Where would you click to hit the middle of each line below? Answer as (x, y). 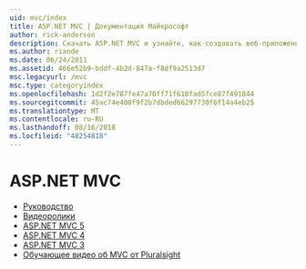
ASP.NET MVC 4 (53, 235)
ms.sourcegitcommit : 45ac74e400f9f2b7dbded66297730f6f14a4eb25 (132, 102)
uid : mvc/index (38, 18)
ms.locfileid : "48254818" (58, 136)
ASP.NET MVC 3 (53, 244)
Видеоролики (49, 215)
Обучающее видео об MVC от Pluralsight (102, 254)
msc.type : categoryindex (56, 85)
